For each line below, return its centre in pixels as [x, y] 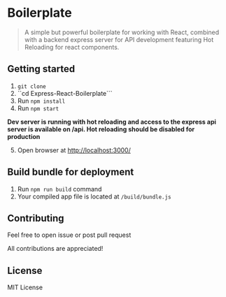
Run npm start [38, 108]
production [24, 136]
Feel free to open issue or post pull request [69, 235]
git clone [32, 86]
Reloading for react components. [72, 47]
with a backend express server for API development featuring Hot [119, 39]
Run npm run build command [59, 189]
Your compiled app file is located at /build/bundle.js [94, 196]
